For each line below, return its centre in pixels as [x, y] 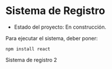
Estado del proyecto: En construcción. [60, 27]
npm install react [28, 49]
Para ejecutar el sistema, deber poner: [52, 38]
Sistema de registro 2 [31, 60]
